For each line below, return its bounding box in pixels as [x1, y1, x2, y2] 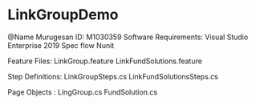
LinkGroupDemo [7, 6, 119, 24]
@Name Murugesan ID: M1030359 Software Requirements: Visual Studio [7, 32, 249, 42]
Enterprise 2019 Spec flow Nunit [7, 40, 115, 50]
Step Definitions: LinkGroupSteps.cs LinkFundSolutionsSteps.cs [7, 71, 218, 81]
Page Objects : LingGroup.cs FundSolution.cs [7, 87, 158, 97]
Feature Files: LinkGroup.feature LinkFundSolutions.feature [7, 56, 202, 66]
